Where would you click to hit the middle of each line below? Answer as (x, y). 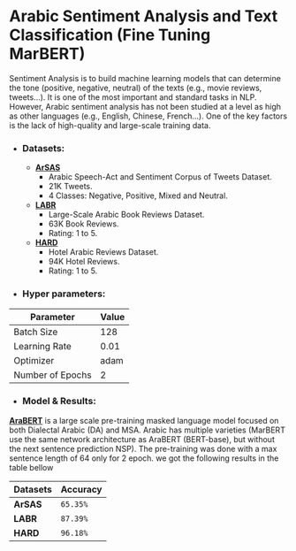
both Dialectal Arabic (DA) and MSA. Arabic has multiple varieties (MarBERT (147, 430)
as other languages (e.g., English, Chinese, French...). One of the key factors (148, 116)
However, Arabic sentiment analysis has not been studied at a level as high (145, 106)
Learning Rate (43, 346)
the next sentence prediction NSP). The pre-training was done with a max (143, 448)
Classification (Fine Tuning (110, 35)
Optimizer (34, 360)
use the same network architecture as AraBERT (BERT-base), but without (142, 439)
